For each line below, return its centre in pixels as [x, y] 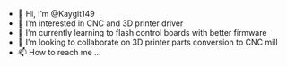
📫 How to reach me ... [59, 52]
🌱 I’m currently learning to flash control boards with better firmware [142, 33]
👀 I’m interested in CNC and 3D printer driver [100, 23]
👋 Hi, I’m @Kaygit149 [57, 14]
